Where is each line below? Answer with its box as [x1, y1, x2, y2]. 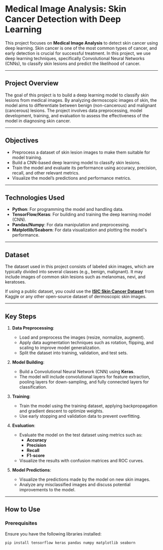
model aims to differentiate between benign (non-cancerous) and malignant [5, 102, 157, 108]
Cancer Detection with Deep [5, 14, 121, 25]
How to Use [5, 505, 41, 514]
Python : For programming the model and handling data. [12, 206, 124, 212]
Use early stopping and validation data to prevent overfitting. [19, 413, 141, 419]
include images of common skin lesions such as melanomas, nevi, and [5, 274, 146, 280]
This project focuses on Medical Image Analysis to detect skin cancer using [5, 40, 158, 46]
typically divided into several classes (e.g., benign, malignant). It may [5, 269, 143, 275]
